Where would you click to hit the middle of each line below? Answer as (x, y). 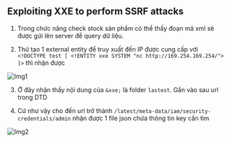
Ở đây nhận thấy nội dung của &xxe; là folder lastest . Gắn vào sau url (118, 89)
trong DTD (32, 97)
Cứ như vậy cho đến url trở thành (65, 110)
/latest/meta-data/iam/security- (163, 111)
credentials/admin (44, 119)
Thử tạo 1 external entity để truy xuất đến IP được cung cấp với (108, 49)
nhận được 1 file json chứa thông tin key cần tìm (141, 118)
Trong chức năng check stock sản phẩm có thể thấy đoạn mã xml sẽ (115, 28)
